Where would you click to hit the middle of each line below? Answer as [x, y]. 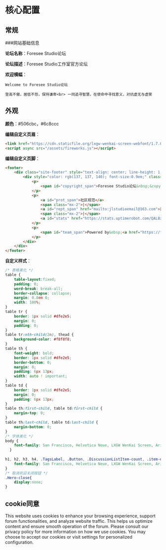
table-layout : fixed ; [35, 279]
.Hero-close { [19, 478]
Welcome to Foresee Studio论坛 [37, 85]
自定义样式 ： [18, 261]
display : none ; [28, 482]
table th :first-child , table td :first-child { [54, 409]
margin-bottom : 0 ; [33, 427]
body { [12, 441]
